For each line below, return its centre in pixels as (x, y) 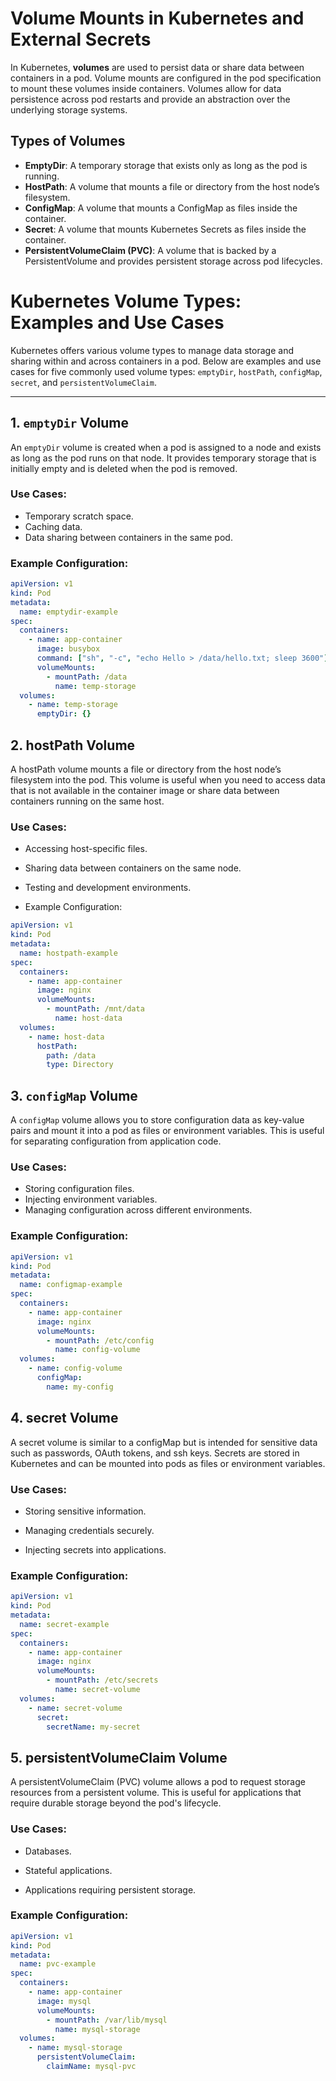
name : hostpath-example (68, 953)
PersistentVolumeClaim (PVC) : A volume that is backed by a (150, 250)
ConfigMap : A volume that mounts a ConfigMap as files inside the (161, 208)
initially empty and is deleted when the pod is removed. (124, 468)
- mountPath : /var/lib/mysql (107, 2020)
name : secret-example (64, 1624)
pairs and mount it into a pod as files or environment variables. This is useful (167, 1131)
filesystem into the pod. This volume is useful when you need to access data (168, 780)
